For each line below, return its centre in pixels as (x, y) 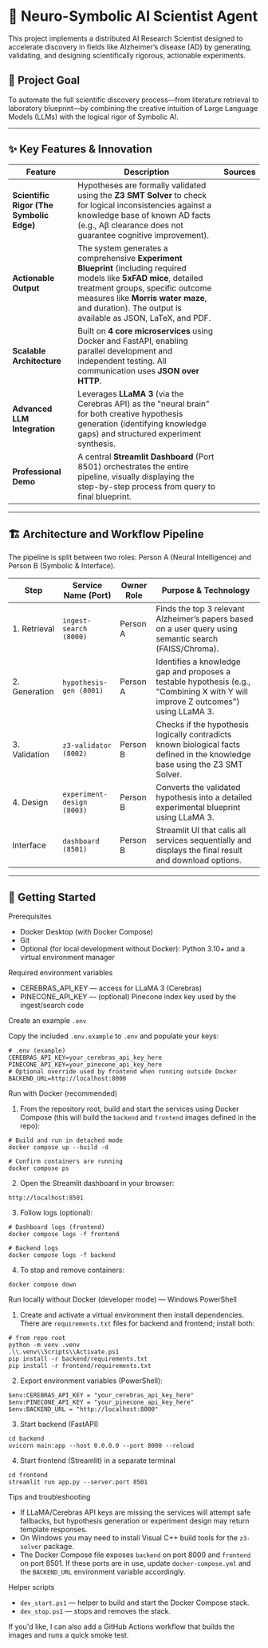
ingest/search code (52, 1006)
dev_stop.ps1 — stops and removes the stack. (95, 1611)
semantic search (187, 639)
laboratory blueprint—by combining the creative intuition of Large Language (133, 108)
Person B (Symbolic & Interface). (62, 566)
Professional (37, 472)
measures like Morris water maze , (142, 298)
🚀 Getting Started (52, 897)
